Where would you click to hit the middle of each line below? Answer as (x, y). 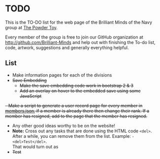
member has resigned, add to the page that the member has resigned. (76, 116)
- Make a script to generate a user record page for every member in (74, 105)
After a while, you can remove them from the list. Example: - (73, 136)
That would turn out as (35, 147)
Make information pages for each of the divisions (62, 75)
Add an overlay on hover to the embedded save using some (80, 91)
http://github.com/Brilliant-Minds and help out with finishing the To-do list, (80, 42)
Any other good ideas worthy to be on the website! (64, 125)
